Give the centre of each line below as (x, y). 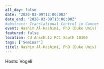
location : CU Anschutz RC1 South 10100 (47, 38)
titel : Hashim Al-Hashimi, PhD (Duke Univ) (51, 47)
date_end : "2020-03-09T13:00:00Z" (41, 19)
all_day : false (21, 10)
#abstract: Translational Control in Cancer (52, 24)
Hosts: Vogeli (19, 61)
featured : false (22, 33)
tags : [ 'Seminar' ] (24, 42)
